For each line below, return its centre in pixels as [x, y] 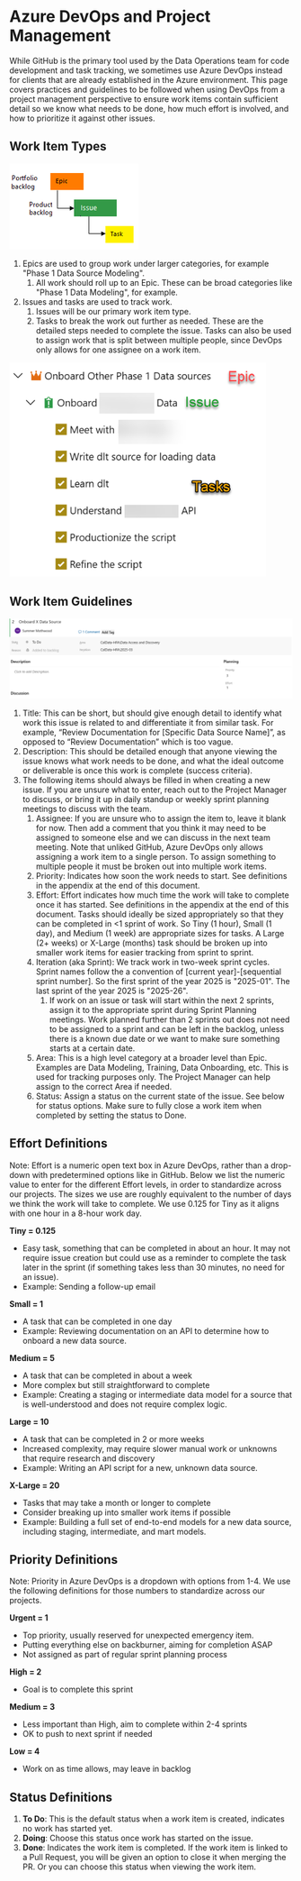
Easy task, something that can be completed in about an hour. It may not [156, 1248]
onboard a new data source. [75, 1340]
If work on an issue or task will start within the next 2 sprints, [161, 1000]
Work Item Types [58, 146]
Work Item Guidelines [71, 602]
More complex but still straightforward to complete [116, 1384]
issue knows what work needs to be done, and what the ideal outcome [153, 761]
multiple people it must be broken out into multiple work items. [151, 866]
